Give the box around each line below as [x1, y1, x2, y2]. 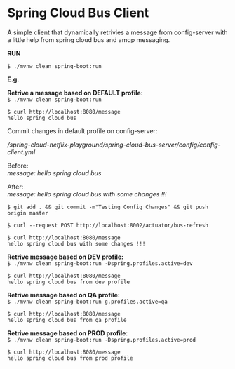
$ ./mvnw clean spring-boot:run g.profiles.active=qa [7, 298, 168, 305]
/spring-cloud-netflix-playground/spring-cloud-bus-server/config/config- [7, 140, 221, 149]
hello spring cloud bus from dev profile [7, 279, 130, 286]
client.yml [7, 147, 36, 156]
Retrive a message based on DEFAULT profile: [7, 88, 144, 97]
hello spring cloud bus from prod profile [7, 354, 133, 362]
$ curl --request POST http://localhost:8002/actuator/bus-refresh [7, 222, 209, 229]
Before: [7, 161, 29, 170]
